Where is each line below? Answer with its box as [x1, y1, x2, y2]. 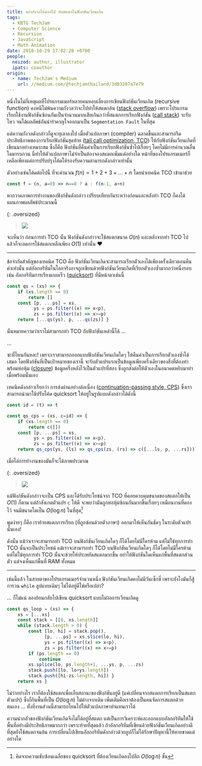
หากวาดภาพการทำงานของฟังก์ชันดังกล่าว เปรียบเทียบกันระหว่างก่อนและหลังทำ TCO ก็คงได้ [7, 191, 185, 199]
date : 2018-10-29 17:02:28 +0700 [7, 48, 91, 54]
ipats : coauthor [12, 64, 53, 71]
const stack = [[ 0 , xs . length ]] [17, 617, 98, 623]
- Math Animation [12, 43, 56, 49]
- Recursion [12, 31, 43, 37]
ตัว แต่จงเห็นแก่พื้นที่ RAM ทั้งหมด [7, 557, 76, 564]
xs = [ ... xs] [17, 611, 50, 618]
